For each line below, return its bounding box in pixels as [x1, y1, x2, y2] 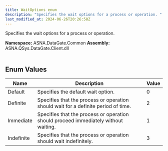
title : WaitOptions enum [5, 7, 57, 12]
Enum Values [5, 65, 47, 73]
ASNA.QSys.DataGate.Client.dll [5, 45, 69, 51]
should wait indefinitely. [37, 138, 93, 145]
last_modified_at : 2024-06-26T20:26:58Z [5, 16, 91, 21]
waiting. [37, 123, 56, 130]
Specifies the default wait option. [37, 88, 115, 95]
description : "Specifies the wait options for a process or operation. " [5, 12, 162, 17]
